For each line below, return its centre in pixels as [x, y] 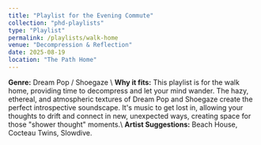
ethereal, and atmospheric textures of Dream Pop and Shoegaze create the [130, 99]
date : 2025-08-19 [37, 52]
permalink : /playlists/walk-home [63, 38]
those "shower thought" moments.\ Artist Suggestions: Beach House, [123, 124]
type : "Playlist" [37, 30]
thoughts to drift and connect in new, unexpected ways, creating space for [130, 116]
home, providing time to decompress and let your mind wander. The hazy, [129, 90]
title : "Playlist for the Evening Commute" [81, 15]
